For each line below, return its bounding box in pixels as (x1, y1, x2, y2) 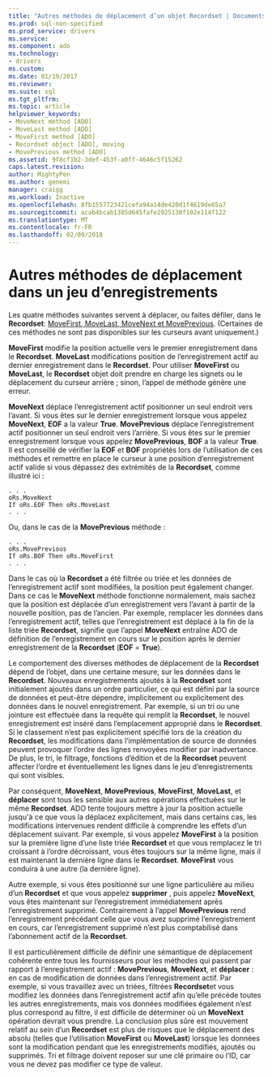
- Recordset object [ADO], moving (8, 140, 125, 149)
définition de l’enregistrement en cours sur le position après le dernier (8, 634, 241, 643)
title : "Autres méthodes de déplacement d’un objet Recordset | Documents (8, 11, 266, 20)
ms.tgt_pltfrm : (8, 95, 60, 103)
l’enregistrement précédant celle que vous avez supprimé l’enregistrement (8, 914, 256, 923)
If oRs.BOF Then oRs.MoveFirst (8, 551, 114, 560)
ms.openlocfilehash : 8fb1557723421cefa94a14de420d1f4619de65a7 (8, 201, 227, 209)
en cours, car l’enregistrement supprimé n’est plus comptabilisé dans (8, 923, 239, 932)
